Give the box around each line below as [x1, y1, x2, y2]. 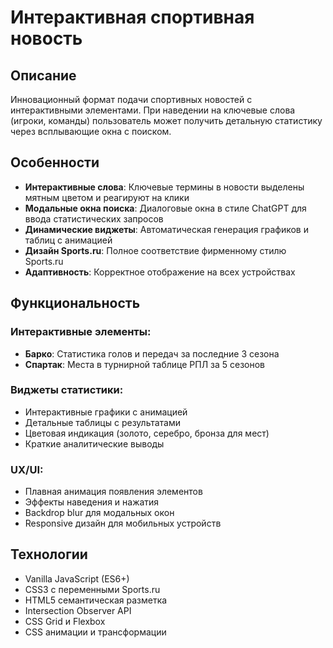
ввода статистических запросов [24, 212, 164, 225]
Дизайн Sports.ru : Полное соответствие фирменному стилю [24, 244, 287, 256]
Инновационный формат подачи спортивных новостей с [10, 94, 253, 105]
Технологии [10, 546, 88, 563]
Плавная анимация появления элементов [24, 486, 203, 498]
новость [10, 27, 83, 50]
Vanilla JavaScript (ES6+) [24, 572, 130, 585]
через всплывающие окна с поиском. [10, 126, 172, 137]
